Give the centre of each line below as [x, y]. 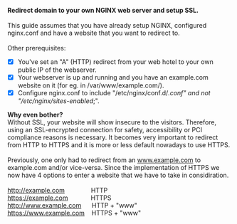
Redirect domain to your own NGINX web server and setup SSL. [103, 10]
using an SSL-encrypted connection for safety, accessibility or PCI [105, 130]
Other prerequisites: [37, 48]
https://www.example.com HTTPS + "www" [74, 213]
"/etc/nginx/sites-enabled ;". [58, 101]
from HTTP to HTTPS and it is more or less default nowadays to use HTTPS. [119, 145]
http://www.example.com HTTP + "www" [72, 206]
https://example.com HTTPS [59, 198]
